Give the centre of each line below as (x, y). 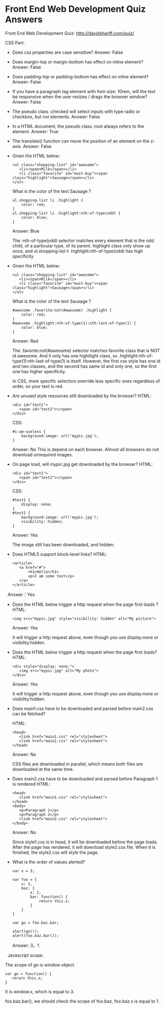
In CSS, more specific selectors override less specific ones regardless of (86, 381)
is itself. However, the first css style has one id (113, 361)
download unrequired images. (42, 454)
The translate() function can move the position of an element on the (81, 141)
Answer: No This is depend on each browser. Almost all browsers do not (85, 449)
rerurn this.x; (27, 978)
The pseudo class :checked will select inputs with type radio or (76, 111)
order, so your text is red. (38, 386)
